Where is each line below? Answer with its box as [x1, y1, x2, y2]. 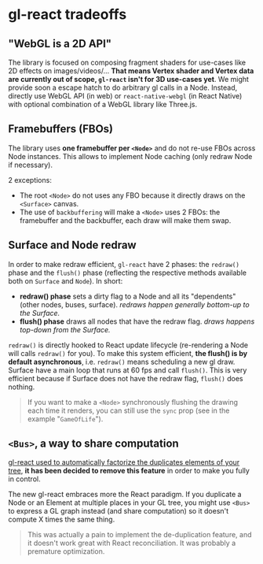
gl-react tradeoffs [8, 6, 127, 24]
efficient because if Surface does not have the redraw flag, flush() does [8, 373, 243, 383]
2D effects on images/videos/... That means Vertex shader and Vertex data [8, 66, 254, 76]
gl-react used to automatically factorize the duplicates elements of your [8, 458, 240, 467]
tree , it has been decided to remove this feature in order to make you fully [8, 466, 250, 476]
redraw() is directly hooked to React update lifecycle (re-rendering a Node [8, 340, 249, 350]
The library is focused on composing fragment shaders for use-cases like [8, 58, 247, 67]
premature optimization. [27, 547, 105, 556]
